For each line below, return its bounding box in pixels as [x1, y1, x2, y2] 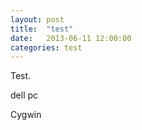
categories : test [10, 42, 83, 53]
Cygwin [10, 109, 42, 121]
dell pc [10, 89, 39, 101]
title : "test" [10, 24, 74, 34]
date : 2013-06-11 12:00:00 [10, 33, 132, 43]
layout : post [10, 14, 65, 25]
